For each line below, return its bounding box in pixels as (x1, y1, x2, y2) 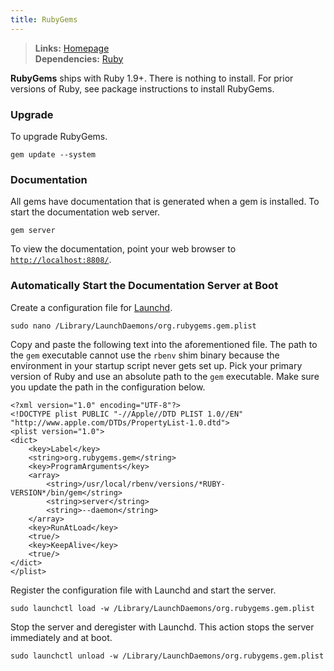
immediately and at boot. (10, 631, 113, 643)
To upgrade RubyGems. (10, 130, 108, 142)
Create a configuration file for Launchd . (10, 301, 173, 313)
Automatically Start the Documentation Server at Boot (10, 279, 279, 293)
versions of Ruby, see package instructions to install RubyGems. (10, 82, 275, 95)
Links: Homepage (34, 42, 110, 54)
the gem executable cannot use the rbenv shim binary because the (10, 349, 280, 361)
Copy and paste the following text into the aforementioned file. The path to (10, 338, 318, 350)
